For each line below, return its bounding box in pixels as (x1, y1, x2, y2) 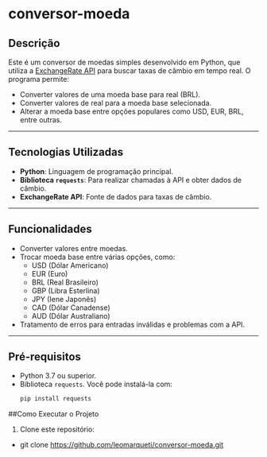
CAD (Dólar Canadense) (31, 303, 111, 312)
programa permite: (8, 75, 70, 83)
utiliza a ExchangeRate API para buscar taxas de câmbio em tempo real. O (8, 66, 251, 76)
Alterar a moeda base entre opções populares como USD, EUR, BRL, (19, 107, 244, 116)
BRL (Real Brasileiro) (31, 277, 99, 287)
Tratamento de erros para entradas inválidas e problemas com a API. (19, 320, 245, 329)
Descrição (8, 37, 60, 50)
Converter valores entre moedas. (19, 243, 129, 253)
